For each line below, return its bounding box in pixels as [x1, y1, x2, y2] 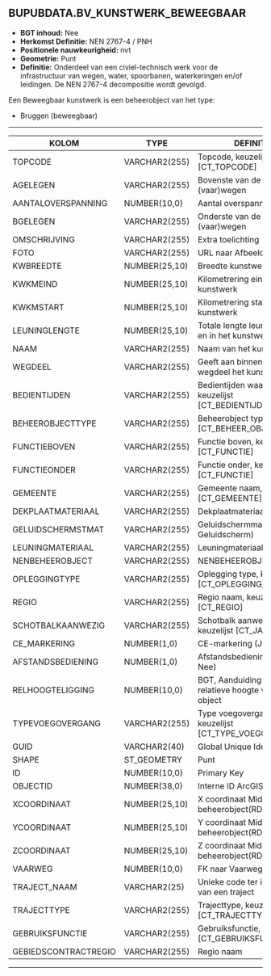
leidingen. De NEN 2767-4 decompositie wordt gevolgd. [19, 79, 207, 89]
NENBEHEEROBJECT [12, 555, 93, 566]
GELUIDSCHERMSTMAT [12, 524, 105, 535]
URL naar [197, 246, 233, 258]
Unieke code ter [197, 876, 258, 887]
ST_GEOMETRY [123, 754, 183, 765]
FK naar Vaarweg [197, 863, 263, 874]
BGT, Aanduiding [197, 674, 262, 685]
